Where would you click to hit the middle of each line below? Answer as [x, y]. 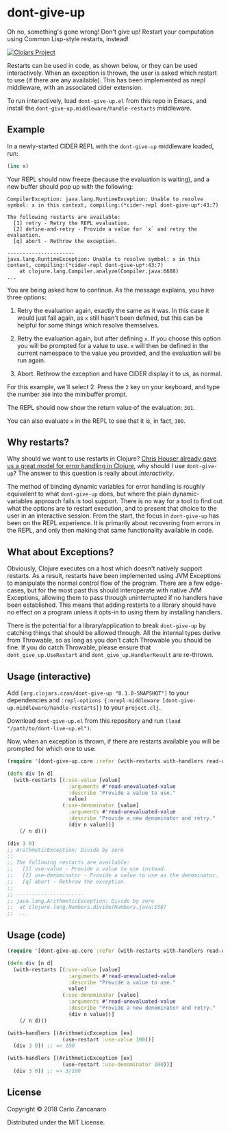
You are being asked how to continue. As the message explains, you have [111, 290]
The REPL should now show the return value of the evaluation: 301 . [101, 407]
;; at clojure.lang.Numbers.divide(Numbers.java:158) [87, 908]
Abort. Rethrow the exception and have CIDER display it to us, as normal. [119, 373]
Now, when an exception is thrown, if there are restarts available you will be [114, 741]
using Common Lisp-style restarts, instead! [68, 38]
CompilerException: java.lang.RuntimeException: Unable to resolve [105, 199]
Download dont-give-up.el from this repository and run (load [94, 721]
